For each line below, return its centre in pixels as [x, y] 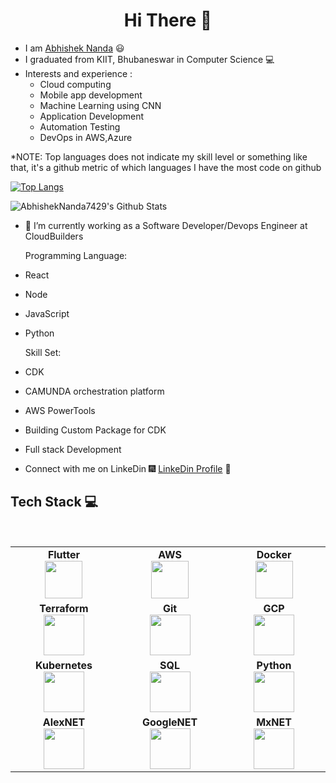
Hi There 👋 [168, 20]
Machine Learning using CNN [100, 105]
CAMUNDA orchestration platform [94, 391]
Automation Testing [80, 126]
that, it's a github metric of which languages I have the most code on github [166, 167]
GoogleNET [169, 722]
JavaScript [47, 313]
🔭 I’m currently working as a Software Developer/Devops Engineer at [166, 225]
